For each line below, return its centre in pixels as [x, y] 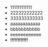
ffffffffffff [19, 40]
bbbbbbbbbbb [25, 29]
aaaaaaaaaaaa [25, 24]
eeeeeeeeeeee [26, 34]
